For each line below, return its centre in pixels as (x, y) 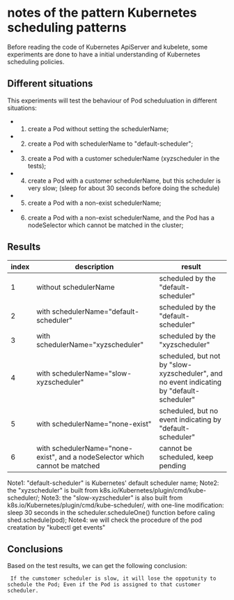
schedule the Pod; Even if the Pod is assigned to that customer (104, 585)
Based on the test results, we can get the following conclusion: (97, 566)
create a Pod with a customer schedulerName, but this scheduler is (124, 180)
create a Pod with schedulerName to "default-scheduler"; (110, 144)
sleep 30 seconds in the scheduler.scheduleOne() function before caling (111, 512)
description (94, 266)
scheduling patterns (67, 28)
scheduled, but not (190, 355)
